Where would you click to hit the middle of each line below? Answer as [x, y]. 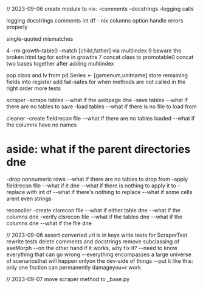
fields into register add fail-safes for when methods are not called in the [96, 82]
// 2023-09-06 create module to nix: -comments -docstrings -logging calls [100, 9]
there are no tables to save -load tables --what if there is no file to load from [101, 106]
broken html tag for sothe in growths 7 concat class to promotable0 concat [100, 57]
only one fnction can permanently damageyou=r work [74, 267]
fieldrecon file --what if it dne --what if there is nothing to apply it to [91, 186]
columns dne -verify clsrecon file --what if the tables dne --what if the [95, 217]
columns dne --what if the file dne [49, 223]
